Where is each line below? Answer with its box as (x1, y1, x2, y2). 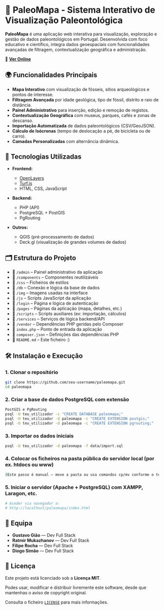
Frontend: (12, 165, 33, 171)
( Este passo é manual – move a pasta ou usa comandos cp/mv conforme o (5, 472, 154, 477)
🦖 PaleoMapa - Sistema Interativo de (5, 4, 155, 16)
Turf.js (19, 180, 33, 186)
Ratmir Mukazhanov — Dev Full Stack (12, 537, 89, 543)
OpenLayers (19, 175, 44, 181)
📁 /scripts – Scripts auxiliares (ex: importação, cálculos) (12, 311, 126, 317)
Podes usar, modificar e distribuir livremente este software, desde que (5, 585, 146, 590)
